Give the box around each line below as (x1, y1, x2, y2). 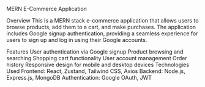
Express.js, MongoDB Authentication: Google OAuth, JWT (6, 74, 152, 81)
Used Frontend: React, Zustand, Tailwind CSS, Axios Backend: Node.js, (6, 68, 185, 75)
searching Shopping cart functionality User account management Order (6, 55, 188, 61)
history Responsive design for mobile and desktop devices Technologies (6, 61, 190, 68)
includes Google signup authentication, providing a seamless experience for (6, 30, 198, 37)
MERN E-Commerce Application (6, 5, 88, 12)
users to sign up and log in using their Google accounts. (6, 37, 147, 43)
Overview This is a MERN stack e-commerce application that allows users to (6, 17, 199, 24)
